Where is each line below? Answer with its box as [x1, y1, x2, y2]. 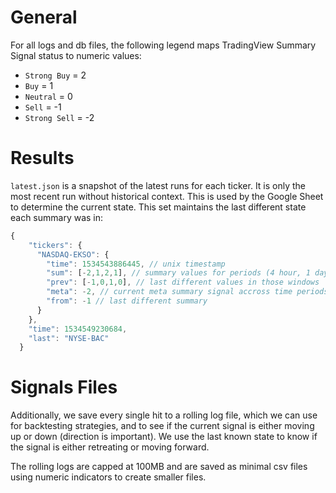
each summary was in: [10, 211, 104, 223]
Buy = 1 [24, 79, 54, 91]
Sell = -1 [24, 101, 62, 113]
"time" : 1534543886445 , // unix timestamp [46, 259, 226, 269]
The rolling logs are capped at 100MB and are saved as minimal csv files [10, 461, 308, 473]
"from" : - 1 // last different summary [46, 296, 208, 306]
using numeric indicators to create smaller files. [10, 471, 207, 483]
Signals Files [10, 376, 118, 399]
